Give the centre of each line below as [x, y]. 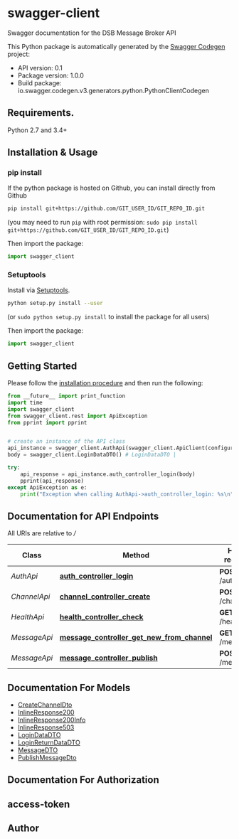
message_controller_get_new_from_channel [136, 638]
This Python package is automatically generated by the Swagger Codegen [116, 46]
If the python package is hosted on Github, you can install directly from [111, 188]
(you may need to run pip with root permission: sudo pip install [102, 223]
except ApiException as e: [47, 487]
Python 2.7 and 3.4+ [37, 130]
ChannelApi [31, 597]
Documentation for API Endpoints [83, 516]
